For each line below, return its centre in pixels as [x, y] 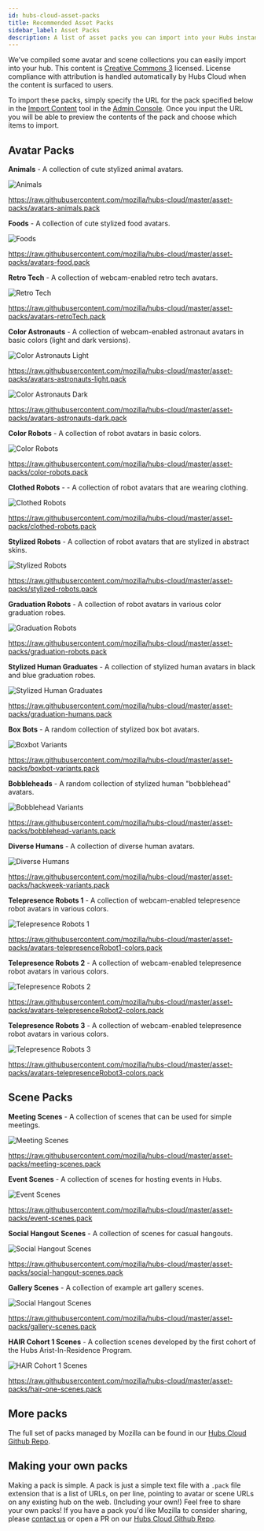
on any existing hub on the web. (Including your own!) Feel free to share [125, 1502]
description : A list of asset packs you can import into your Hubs [121, 37]
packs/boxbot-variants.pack [54, 769]
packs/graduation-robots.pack [58, 652]
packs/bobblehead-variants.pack [62, 831]
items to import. [34, 125]
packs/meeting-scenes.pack [55, 1164]
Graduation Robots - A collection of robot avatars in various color [115, 605]
